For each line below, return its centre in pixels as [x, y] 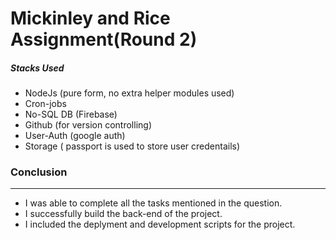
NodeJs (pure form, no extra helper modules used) [129, 93]
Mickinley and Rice [90, 18]
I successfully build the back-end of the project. [123, 214]
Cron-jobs [45, 104]
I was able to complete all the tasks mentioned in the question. [153, 203]
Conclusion [39, 172]
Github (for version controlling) [88, 125]
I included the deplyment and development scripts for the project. [160, 224]
